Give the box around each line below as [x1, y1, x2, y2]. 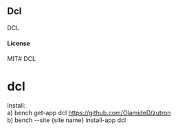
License [7, 39, 31, 47]
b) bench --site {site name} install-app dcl [7, 116, 126, 124]
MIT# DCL [7, 55, 36, 63]
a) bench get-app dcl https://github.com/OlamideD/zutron [7, 108, 171, 117]
